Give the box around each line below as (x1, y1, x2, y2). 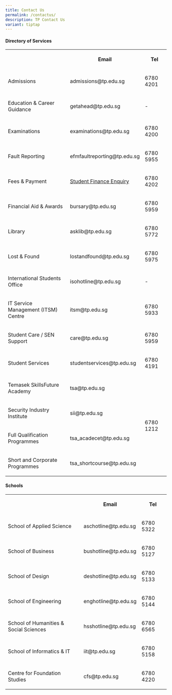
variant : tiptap (5, 22, 40, 27)
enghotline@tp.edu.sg (83, 597, 137, 605)
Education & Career (8, 100, 55, 107)
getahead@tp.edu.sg (70, 103, 121, 110)
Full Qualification (8, 431, 49, 439)
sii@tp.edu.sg (70, 409, 103, 417)
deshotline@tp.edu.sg (83, 572, 137, 579)
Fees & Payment (8, 178, 47, 185)
